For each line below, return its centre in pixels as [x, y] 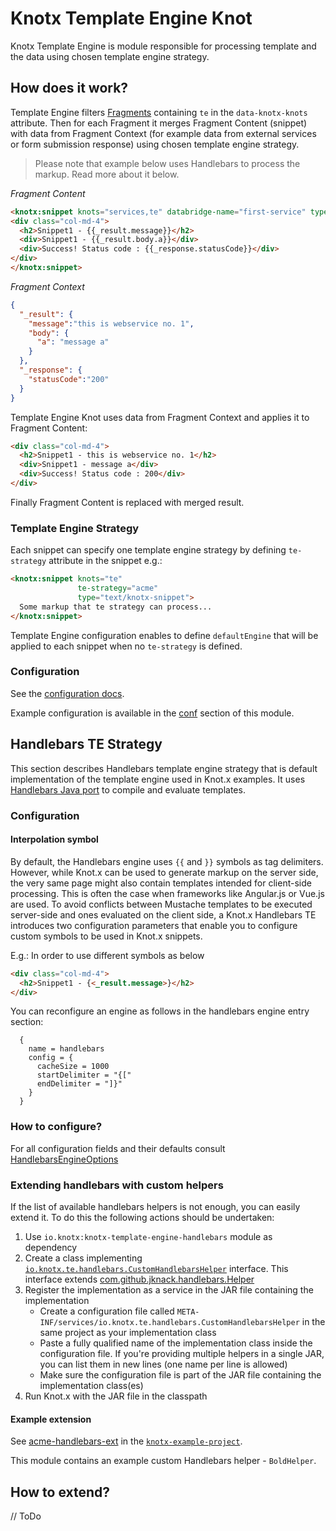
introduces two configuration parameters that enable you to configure [154, 925]
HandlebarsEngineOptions [64, 1159]
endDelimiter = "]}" [79, 1084]
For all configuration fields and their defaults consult [118, 1148]
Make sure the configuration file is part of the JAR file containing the [180, 1375]
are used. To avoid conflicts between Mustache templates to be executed [161, 904]
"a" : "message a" [73, 342]
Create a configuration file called [107, 1311]
